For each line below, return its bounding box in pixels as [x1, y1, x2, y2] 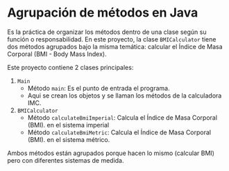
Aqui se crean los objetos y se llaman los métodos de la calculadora [27, 91, 222, 100]
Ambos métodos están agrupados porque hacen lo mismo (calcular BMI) [7, 149, 215, 157]
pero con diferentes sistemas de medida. [7, 156, 124, 164]
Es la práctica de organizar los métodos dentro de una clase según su [7, 28, 207, 36]
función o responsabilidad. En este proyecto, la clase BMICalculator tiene [7, 35, 217, 43]
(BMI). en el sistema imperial [27, 120, 110, 129]
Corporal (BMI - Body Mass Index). [7, 50, 107, 58]
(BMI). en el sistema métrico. [27, 135, 110, 143]
